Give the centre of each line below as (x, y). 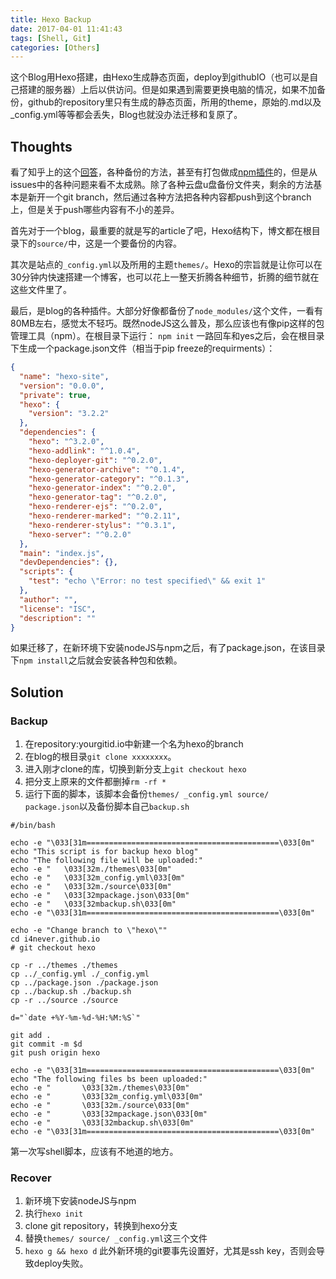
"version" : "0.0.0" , (62, 386)
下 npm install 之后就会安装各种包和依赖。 (96, 660)
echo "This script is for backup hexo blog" (104, 852)
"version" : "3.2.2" (69, 414)
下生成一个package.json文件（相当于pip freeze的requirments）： (143, 348)
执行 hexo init (54, 1213)
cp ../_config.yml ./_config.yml (80, 974)
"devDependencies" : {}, (68, 562)
